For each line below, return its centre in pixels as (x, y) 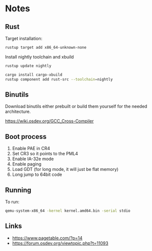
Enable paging (27, 164)
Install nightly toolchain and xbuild (39, 56)
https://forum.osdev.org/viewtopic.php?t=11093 (60, 243)
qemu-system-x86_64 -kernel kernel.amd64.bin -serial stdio (68, 211)
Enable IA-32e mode (33, 159)
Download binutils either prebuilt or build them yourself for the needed (76, 107)
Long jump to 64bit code (37, 174)
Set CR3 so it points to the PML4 (45, 154)
